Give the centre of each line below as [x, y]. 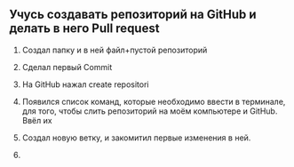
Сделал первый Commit [67, 67]
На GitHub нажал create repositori [85, 84]
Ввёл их [37, 120]
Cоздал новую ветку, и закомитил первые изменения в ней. [136, 138]
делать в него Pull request [84, 29]
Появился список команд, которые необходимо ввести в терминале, [154, 101]
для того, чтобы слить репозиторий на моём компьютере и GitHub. [150, 111]
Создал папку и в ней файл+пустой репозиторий [115, 50]
